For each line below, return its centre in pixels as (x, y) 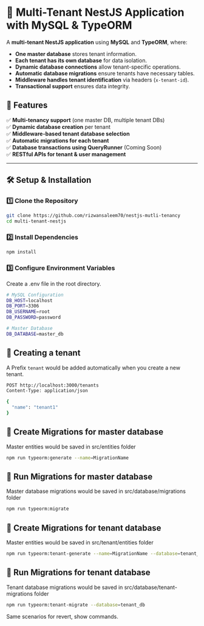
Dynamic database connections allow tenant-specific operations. (98, 67)
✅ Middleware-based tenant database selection (68, 134)
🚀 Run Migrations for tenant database (78, 573)
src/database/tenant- (151, 587)
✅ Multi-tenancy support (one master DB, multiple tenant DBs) (86, 120)
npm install (21, 252)
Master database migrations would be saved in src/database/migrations (96, 491)
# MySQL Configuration (35, 295)
